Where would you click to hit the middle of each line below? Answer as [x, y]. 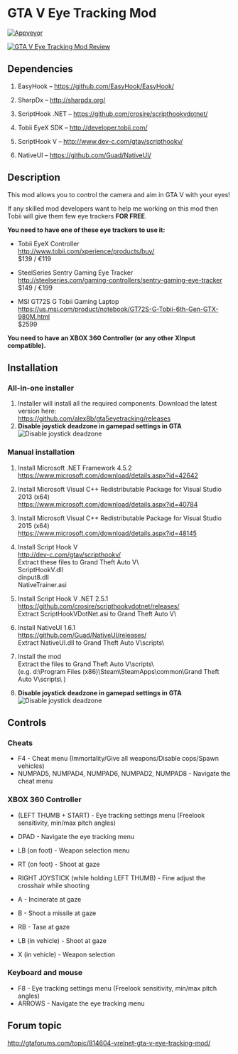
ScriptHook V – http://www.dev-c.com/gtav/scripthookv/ [100, 141]
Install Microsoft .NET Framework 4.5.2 [75, 468]
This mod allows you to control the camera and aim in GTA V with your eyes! [119, 194]
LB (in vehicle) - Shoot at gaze [62, 940]
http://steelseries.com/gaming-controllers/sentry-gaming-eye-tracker [120, 280]
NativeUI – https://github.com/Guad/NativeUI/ [84, 155]
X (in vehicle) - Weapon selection [66, 954]
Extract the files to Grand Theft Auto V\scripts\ [86, 664]
